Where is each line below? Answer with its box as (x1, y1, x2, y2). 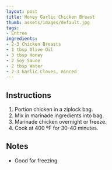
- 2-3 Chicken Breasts (6, 42, 61, 47)
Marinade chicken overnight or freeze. (14, 118, 107, 125)
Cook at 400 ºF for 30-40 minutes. (14, 124, 99, 132)
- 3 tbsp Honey (6, 52, 43, 58)
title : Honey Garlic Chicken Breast (6, 14, 95, 20)
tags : (6, 25, 19, 31)
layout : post (6, 8, 38, 15)
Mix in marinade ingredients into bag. (14, 112, 104, 119)
